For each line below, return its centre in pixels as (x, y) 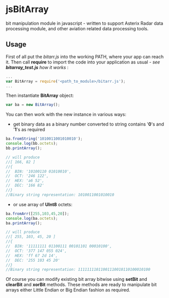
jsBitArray (27, 9)
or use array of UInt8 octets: (43, 204)
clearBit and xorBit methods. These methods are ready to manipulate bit (81, 285)
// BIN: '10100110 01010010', (39, 171)
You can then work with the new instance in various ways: (66, 114)
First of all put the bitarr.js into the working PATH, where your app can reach (85, 56)
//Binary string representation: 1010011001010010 (60, 195)
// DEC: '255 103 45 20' (33, 260)
